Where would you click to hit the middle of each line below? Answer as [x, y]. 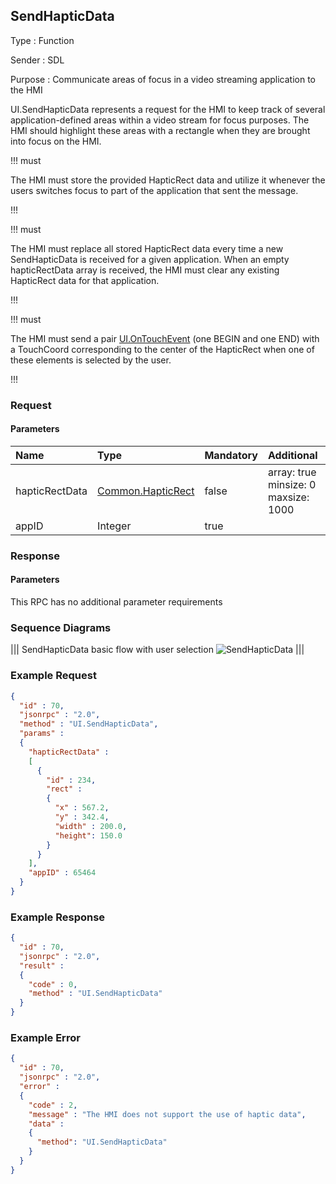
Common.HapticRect [146, 491]
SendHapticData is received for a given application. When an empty [150, 259]
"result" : [42, 965]
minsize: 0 [292, 484]
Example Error [45, 1037]
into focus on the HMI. [56, 141]
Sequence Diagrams [61, 627]
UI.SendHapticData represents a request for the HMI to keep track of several [168, 109]
